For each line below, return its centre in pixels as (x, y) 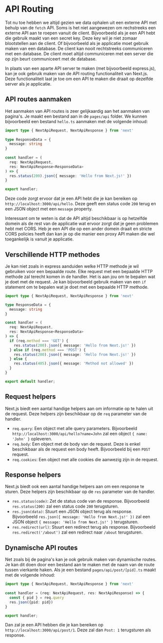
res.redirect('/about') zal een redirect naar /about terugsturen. (77, 532)
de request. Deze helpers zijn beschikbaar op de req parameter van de (76, 413)
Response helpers (33, 475)
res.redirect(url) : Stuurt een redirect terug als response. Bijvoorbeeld (84, 527)
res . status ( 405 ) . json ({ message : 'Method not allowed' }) (74, 364)
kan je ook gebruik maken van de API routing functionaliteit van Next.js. (77, 73)
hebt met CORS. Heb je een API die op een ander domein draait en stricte (79, 229)
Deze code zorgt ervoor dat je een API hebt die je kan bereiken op (71, 198)
